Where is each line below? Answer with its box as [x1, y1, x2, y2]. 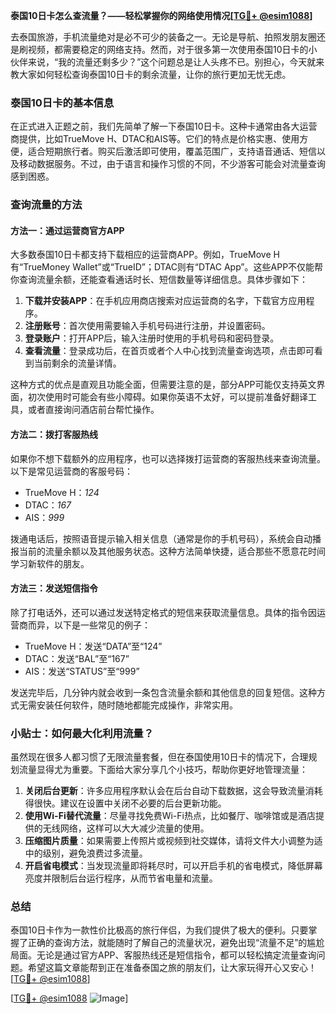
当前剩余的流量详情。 [33, 357, 122, 369]
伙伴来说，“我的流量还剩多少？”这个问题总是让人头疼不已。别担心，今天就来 [10, 56, 325, 68]
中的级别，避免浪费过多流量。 [24, 847, 148, 859]
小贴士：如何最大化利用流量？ [10, 726, 155, 740]
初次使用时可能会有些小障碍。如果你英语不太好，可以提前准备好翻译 [27, 391, 308, 403]
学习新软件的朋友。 [10, 557, 90, 569]
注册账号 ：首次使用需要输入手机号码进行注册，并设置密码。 [24, 320, 271, 332]
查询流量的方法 [10, 198, 83, 212]
